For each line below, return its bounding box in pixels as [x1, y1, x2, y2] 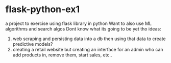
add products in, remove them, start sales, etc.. [12, 52, 112, 58]
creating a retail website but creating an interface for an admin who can [12, 46, 163, 52]
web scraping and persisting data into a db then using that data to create [12, 36, 166, 42]
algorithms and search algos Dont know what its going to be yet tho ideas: [5, 25, 162, 31]
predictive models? [12, 41, 53, 47]
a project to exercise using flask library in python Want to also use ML [5, 20, 152, 26]
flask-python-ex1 [5, 4, 80, 15]
